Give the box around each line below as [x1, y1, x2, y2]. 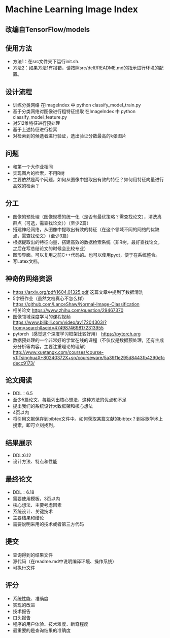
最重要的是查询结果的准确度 [12, 627, 71, 633]
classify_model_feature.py [12, 114, 67, 120]
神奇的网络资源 [5, 274, 52, 283]
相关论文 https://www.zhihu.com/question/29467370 [12, 307, 124, 313]
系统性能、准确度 [12, 595, 49, 601]
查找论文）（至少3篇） [26, 233, 72, 239]
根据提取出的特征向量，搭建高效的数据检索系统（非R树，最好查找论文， [12, 239, 162, 245]
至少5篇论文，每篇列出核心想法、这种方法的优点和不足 [12, 397, 127, 403]
